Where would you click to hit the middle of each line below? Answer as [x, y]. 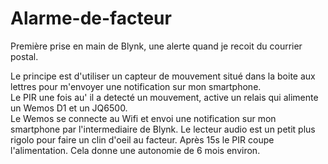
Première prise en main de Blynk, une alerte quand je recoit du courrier [156, 46]
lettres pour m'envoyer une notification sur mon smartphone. [136, 86]
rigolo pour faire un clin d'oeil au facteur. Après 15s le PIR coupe [142, 139]
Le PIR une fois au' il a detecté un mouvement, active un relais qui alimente [164, 97]
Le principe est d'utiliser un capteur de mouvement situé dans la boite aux [163, 76]
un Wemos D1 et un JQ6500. [69, 108]
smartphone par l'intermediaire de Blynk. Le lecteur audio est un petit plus [163, 129]
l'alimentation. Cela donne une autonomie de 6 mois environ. [135, 150]
